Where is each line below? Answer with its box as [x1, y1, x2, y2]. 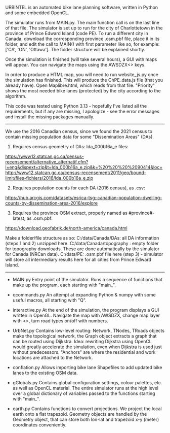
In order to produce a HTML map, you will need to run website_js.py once [5, 72, 158, 78]
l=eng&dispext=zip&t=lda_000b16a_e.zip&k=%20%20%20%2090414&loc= [5, 164, 163, 170]
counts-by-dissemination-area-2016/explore [5, 200, 98, 206]
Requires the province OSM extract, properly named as [12, 210, 127, 216]
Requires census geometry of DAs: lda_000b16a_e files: [12, 144, 129, 149]
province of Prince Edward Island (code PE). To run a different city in [5, 30, 148, 36]
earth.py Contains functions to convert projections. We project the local [12, 406, 162, 412]
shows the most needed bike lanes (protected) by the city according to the [5, 88, 161, 93]
